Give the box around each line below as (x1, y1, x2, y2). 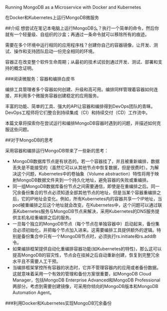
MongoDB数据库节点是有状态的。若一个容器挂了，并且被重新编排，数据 (12, 158, 160, 164)
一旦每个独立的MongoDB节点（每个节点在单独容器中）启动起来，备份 (12, 221, 156, 226)
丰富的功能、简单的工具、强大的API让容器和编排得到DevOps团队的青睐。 (5, 103, 156, 109)
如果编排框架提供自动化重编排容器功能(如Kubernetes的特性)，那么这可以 (12, 246, 162, 251)
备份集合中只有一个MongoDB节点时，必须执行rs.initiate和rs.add (21, 233, 153, 239)
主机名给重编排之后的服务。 (16, 214, 74, 220)
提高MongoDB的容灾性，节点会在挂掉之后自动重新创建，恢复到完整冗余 (12, 252, 160, 258)
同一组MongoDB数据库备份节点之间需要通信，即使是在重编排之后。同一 (12, 183, 160, 189)
